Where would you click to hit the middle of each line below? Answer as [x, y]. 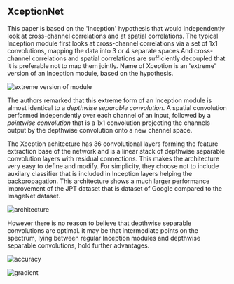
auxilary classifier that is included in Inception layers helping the [100, 173]
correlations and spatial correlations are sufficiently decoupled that [129, 58]
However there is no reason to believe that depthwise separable [99, 223]
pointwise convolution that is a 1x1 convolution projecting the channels [109, 123]
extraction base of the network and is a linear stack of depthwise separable [116, 151]
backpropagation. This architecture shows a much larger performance [109, 181]
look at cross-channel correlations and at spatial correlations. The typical [113, 36]
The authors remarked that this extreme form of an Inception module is [110, 100]
